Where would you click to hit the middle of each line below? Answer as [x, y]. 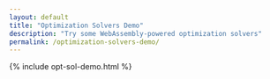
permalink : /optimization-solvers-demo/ [85, 42]
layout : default [39, 17]
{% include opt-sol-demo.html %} [71, 67]
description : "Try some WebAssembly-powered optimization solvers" [136, 33]
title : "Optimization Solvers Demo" [76, 25]
